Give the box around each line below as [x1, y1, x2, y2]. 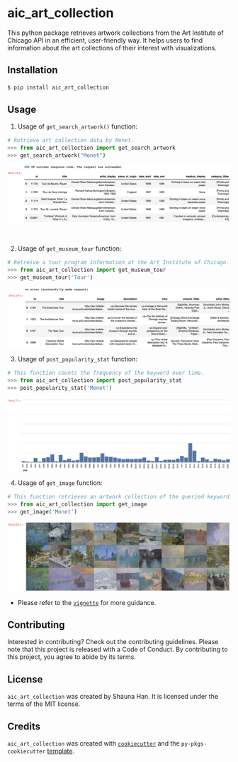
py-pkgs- [181, 740, 208, 747]
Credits [7, 720, 41, 732]
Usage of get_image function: [17, 479, 103, 487]
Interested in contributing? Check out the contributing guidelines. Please [7, 638, 219, 646]
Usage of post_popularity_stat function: [17, 354, 138, 363]
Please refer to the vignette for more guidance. [17, 598, 157, 606]
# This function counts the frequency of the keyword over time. [7, 369, 204, 376]
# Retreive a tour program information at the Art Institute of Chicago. [7, 259, 230, 266]
